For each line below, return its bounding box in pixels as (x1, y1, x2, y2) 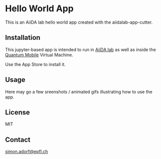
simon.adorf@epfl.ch (5, 149, 48, 155)
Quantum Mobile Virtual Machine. (5, 52, 73, 58)
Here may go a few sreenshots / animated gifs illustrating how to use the (5, 89, 153, 95)
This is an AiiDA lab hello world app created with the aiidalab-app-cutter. (5, 19, 153, 25)
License (5, 108, 30, 116)
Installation (5, 33, 40, 42)
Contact (5, 135, 31, 144)
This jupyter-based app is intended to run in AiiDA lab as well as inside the (5, 46, 157, 52)
